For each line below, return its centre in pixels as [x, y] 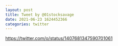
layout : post [19, 10]
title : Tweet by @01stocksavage [40, 15]
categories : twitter [27, 24]
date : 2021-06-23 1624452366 [36, 19]
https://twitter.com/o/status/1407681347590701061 [59, 38]
